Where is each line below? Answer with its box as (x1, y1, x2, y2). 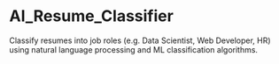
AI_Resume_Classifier (9, 6, 174, 26)
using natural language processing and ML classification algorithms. (9, 44, 259, 54)
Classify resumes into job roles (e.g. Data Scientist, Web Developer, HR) (9, 35, 272, 46)
